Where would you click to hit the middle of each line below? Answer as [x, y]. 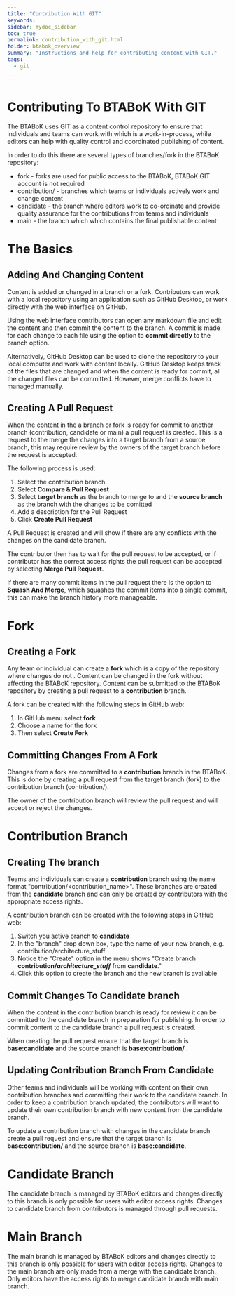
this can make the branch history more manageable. [82, 597]
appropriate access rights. [45, 901]
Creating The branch [53, 862]
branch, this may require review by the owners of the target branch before [114, 447]
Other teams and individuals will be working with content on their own [108, 1087]
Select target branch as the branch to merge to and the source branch [120, 497]
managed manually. [36, 386]
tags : [15, 60]
